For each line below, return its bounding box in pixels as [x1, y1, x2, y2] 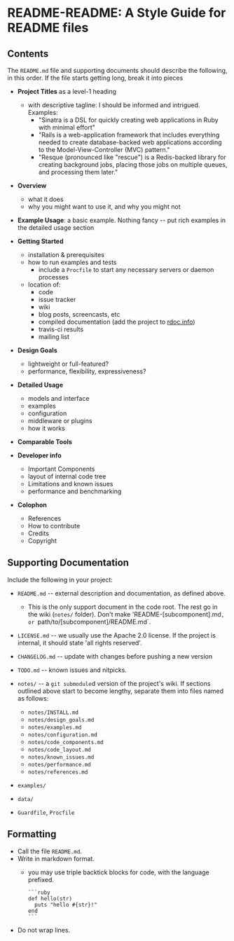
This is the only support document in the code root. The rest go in [27, 603, 219, 611]
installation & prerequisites [27, 251, 105, 259]
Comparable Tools [17, 438, 72, 446]
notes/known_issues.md [27, 753, 95, 761]
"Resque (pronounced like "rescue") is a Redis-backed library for [38, 153, 226, 161]
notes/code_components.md [27, 739, 104, 746]
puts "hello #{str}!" [34, 901, 98, 908]
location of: [27, 280, 61, 289]
